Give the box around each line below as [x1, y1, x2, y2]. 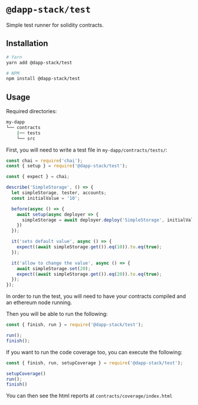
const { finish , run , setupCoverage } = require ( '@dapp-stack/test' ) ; [6, 360, 183, 366]
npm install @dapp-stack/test [6, 75, 81, 82]
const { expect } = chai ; [6, 174, 70, 180]
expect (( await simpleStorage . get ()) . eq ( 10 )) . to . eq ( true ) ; [16, 244, 162, 250]
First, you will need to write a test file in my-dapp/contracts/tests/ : [6, 146, 168, 153]
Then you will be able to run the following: [6, 311, 108, 318]
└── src [16, 136, 35, 141]
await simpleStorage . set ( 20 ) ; [16, 265, 91, 272]
